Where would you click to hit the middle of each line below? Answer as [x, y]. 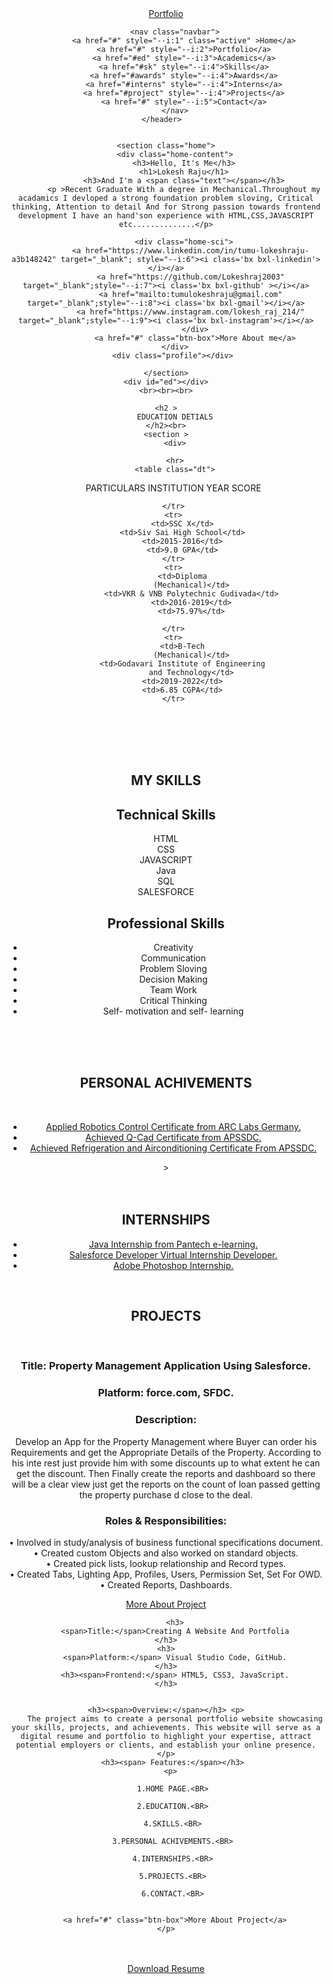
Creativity [173, 948]
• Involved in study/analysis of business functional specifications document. [166, 1542]
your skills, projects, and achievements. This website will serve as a [166, 1727]
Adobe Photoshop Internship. [173, 1265]
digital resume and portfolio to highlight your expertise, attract [166, 1736]
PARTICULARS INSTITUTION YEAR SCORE [173, 488]
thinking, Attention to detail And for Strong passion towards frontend [166, 207]
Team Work [173, 990]
